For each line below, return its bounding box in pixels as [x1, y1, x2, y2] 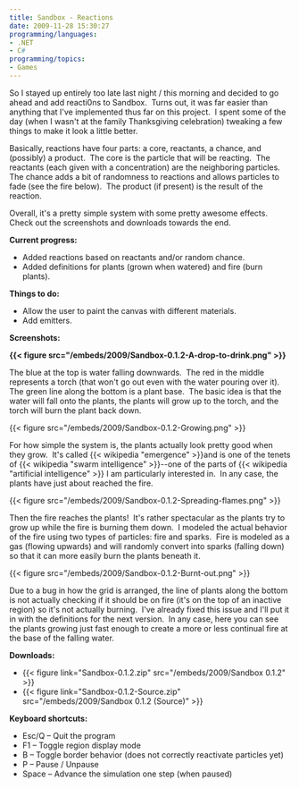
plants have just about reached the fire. [9, 478, 154, 488]
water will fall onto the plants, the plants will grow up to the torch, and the [9, 395, 279, 406]
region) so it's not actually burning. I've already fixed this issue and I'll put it [9, 604, 290, 614]
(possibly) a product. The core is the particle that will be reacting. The [9, 152, 270, 163]
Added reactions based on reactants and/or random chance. [21, 251, 245, 262]
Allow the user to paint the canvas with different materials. [21, 305, 237, 316]
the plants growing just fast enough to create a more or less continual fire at [9, 623, 288, 633]
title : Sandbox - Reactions [9, 13, 114, 22]
